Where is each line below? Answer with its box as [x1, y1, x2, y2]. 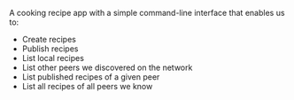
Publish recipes [21, 43, 79, 54]
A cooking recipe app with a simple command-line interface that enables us [9, 8, 285, 18]
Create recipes [21, 35, 77, 44]
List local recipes [21, 53, 84, 63]
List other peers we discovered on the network [21, 62, 193, 73]
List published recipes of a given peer [21, 72, 160, 82]
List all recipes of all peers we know [21, 81, 153, 91]
